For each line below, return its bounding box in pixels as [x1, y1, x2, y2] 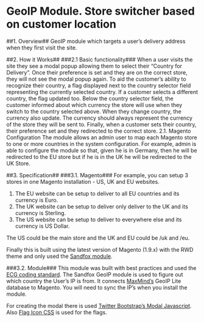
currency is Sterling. [15, 209, 66, 216]
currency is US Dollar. [15, 222, 70, 230]
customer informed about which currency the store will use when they [6, 101, 183, 108]
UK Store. [6, 159, 30, 167]
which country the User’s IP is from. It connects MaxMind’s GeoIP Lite [6, 277, 181, 285]
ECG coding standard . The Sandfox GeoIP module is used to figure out [6, 271, 184, 278]
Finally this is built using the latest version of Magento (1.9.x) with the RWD [6, 246, 194, 253]
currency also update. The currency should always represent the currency [6, 114, 193, 122]
